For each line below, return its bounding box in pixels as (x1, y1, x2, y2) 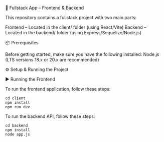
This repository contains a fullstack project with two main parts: (5, 15, 137, 20)
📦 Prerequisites (5, 40, 39, 45)
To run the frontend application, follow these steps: (5, 86, 111, 92)
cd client (5, 96, 26, 101)
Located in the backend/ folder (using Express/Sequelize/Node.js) (5, 30, 142, 35)
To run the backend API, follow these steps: (5, 113, 95, 119)
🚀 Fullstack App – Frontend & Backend (5, 5, 84, 11)
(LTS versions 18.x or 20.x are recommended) (5, 57, 99, 62)
